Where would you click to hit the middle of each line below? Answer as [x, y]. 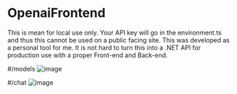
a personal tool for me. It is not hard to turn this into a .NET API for [104, 47]
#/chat [17, 82]
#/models [21, 69]
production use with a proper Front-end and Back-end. [88, 55]
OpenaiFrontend [57, 13]
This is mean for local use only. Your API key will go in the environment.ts [115, 33]
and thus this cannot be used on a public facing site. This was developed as [118, 40]
